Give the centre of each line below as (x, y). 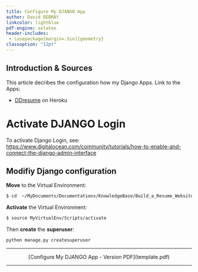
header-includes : (27, 34)
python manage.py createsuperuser (49, 240)
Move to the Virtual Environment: (46, 185)
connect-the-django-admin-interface (51, 152)
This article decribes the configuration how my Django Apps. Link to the (93, 82)
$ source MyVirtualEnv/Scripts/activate (57, 218)
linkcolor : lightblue (33, 22)
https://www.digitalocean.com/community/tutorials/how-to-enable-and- (94, 146)
